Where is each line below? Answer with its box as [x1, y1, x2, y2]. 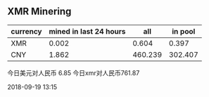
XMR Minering [7, 6, 72, 18]
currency [11, 26, 42, 36]
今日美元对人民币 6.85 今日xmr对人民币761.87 [7, 68, 140, 77]
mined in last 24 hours [49, 26, 126, 36]
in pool [172, 26, 196, 36]
